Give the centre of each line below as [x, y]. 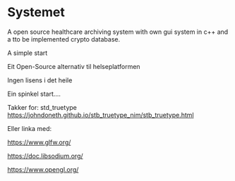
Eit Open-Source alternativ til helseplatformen [74, 66]
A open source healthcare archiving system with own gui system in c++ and [118, 32]
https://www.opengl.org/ [43, 169]
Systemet [36, 12]
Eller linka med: [30, 128]
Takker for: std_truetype [42, 107]
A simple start [28, 53]
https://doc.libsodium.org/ [45, 156]
